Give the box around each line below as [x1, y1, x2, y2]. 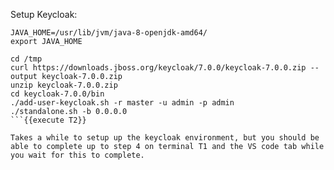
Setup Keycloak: [10, 9, 78, 20]
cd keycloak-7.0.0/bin [10, 89, 105, 99]
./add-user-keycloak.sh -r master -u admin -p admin [10, 98, 235, 108]
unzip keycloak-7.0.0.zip [10, 80, 118, 90]
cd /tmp [10, 54, 43, 64]
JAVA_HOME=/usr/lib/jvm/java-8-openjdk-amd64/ [10, 28, 208, 38]
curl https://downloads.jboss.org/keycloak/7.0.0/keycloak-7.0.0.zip [10, 63, 307, 73]
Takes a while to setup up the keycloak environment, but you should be [10, 133, 320, 143]
